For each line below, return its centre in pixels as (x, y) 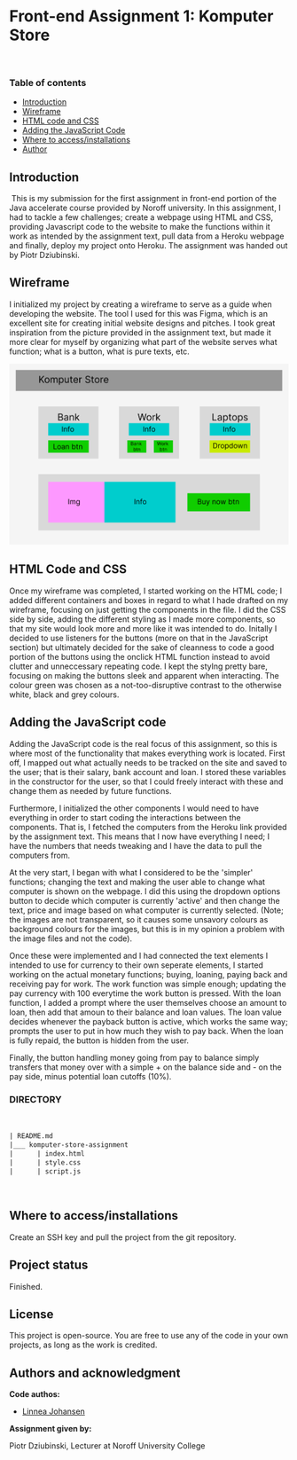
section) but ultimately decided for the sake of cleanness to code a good (142, 647)
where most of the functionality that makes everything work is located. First (147, 753)
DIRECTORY (35, 1099)
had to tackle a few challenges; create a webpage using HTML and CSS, (141, 217)
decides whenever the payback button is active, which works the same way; (148, 1021)
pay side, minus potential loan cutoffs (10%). (90, 1076)
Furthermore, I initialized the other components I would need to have (134, 808)
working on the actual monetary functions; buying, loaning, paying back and (148, 974)
